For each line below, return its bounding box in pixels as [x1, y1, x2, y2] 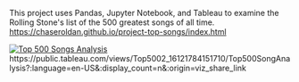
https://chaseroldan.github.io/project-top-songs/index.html [9, 27, 227, 37]
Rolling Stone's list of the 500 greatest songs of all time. [9, 17, 215, 28]
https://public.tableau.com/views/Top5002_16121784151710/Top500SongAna [9, 53, 291, 63]
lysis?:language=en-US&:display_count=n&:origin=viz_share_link [9, 62, 247, 73]
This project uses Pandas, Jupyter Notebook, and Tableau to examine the [9, 8, 279, 18]
